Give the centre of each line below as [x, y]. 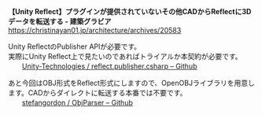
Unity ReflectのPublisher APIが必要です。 [75, 46]
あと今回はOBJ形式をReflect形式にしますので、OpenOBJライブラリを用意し [132, 83]
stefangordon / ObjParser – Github [78, 102]
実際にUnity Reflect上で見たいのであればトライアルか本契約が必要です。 [125, 56]
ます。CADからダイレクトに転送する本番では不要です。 [98, 93]
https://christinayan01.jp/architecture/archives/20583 [95, 30]
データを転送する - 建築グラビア [60, 21]
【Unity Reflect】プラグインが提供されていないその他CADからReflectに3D [130, 11]
